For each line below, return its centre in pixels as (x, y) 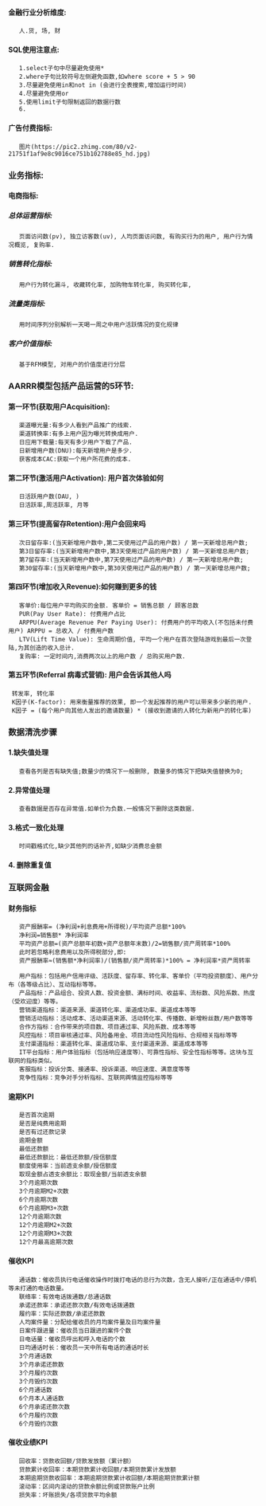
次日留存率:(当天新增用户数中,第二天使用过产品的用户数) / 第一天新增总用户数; (133, 543)
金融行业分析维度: (37, 12)
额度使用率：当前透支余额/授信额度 (68, 1166)
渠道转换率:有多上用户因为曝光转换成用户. (79, 434)
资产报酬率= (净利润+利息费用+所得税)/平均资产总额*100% (102, 927)
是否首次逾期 (37, 1116)
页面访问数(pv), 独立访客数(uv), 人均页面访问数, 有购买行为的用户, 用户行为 (133, 237)
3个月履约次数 (38, 1373)
